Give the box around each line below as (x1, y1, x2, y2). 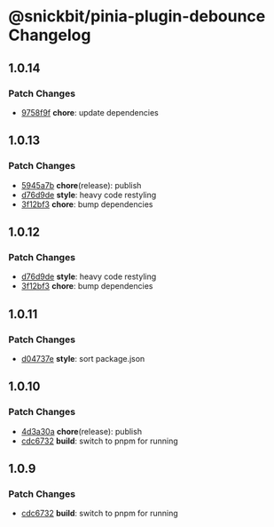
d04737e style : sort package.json (20, 353, 145, 363)
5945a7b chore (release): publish (20, 180, 142, 190)
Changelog (8, 25, 91, 45)
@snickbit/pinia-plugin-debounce (8, 6, 266, 27)
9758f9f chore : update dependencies (20, 107, 159, 117)
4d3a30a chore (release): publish (20, 426, 143, 436)
